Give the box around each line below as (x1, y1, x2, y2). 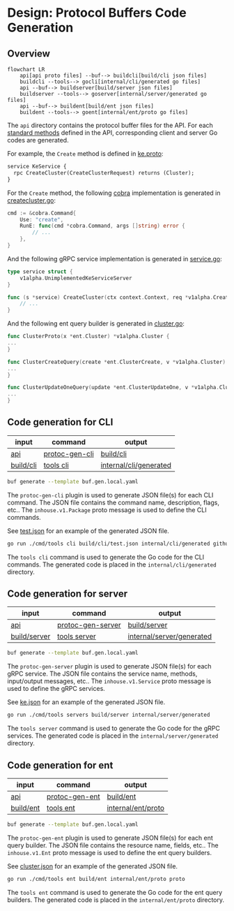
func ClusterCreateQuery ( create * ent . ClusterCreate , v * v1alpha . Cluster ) (7, 358, 226, 365)
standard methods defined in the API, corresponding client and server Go (7, 129, 218, 137)
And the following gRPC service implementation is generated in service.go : (7, 254, 223, 263)
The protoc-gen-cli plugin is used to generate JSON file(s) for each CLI (7, 490, 214, 499)
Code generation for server (7, 588, 127, 599)
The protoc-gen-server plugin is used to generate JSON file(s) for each (7, 662, 212, 671)
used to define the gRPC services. (7, 685, 106, 693)
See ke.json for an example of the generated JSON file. (7, 698, 166, 706)
